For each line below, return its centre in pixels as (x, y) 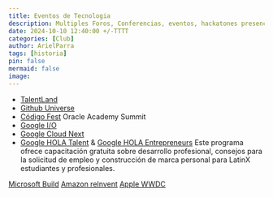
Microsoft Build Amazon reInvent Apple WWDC (87, 184)
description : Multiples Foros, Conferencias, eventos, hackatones (123, 24)
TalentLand (39, 99)
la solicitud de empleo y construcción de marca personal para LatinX (135, 160)
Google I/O (38, 125)
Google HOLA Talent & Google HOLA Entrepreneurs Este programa (132, 142)
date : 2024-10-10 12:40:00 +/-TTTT (69, 31)
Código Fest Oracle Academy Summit (83, 116)
